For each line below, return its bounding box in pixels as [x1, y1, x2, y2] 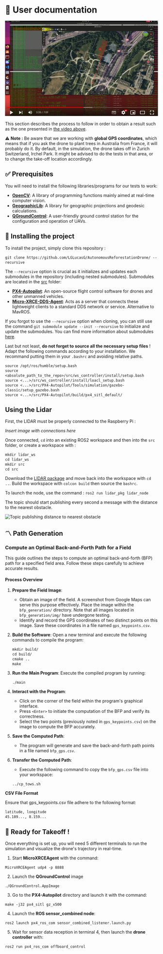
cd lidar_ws [5, 457, 29, 462]
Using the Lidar [5, 405, 52, 414]
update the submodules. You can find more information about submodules [5, 329, 154, 334]
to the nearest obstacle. [5, 505, 52, 510]
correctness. [19, 713, 45, 720]
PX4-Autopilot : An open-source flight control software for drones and [12, 288, 153, 294]
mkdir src [5, 462, 25, 467]
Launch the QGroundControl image [12, 873, 83, 880]
